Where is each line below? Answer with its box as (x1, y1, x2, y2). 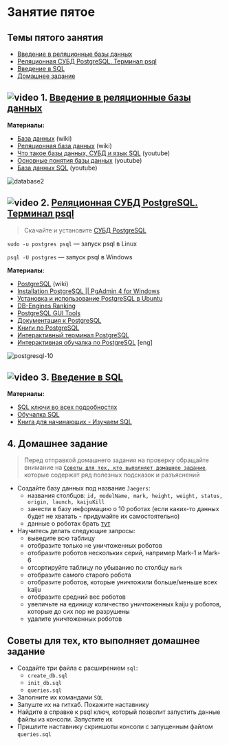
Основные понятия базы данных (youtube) (17, 156, 142, 164)
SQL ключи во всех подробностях (17, 403, 118, 411)
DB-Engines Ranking (17, 301, 76, 310)
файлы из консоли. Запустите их (17, 715, 113, 724)
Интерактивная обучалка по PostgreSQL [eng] (17, 338, 153, 346)
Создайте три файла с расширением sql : (17, 664, 138, 673)
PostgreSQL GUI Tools (17, 308, 81, 317)
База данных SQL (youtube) (17, 163, 98, 172)
